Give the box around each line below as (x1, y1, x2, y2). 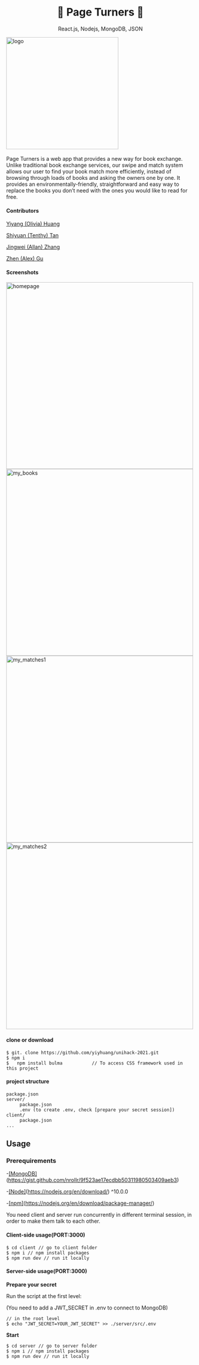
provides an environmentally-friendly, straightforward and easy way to (6, 180, 179, 188)
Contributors (6, 207, 39, 214)
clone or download (6, 1036, 54, 1043)
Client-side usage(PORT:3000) (6, 1231, 85, 1239)
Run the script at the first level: (6, 1292, 82, 1299)
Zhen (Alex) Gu (6, 255, 44, 262)
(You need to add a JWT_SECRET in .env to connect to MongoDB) (6, 1304, 169, 1311)
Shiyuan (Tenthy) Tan (6, 232, 59, 239)
